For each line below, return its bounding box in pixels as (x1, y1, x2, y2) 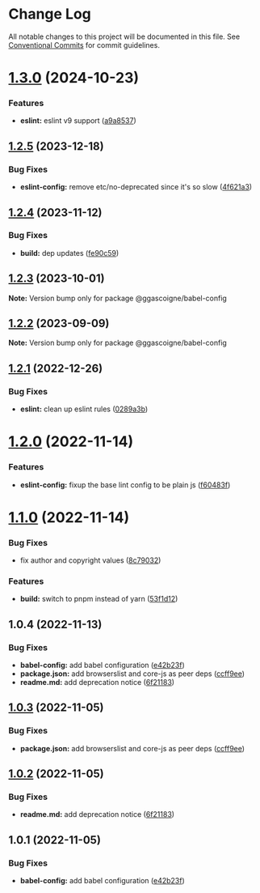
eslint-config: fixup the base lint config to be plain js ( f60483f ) (19, 479, 231, 490)
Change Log (8, 5, 91, 23)
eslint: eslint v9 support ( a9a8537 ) (19, 116, 137, 125)
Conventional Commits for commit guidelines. (8, 40, 160, 49)
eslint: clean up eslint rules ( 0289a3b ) (19, 404, 148, 414)
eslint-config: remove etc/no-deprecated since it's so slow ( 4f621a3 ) (19, 182, 253, 192)
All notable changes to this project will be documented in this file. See (8, 32, 241, 41)
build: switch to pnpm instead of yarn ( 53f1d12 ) (19, 594, 178, 604)
